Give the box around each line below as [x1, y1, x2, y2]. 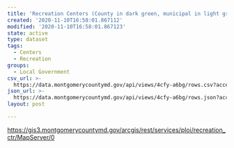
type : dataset [7, 36, 49, 43]
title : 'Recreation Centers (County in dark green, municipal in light [7, 10, 219, 17]
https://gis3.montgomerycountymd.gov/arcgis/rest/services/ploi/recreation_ [7, 126, 226, 134]
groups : [7, 62, 30, 69]
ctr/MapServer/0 [7, 133, 55, 141]
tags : [7, 42, 23, 49]
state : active [7, 29, 49, 37]
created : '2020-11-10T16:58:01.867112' [7, 17, 123, 24]
